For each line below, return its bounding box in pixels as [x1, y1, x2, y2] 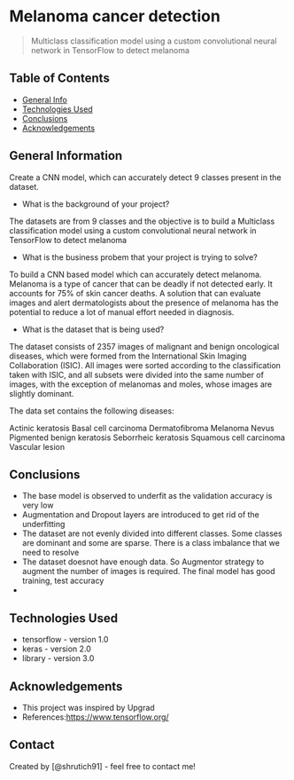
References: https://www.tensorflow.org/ [21, 712, 170, 722]
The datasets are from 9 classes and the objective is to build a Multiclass [9, 216, 275, 226]
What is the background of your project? [21, 198, 170, 209]
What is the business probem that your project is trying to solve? [21, 251, 259, 263]
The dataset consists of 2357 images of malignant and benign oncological [9, 341, 280, 351]
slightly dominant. [9, 388, 74, 398]
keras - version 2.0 [21, 643, 91, 654]
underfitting [21, 519, 66, 530]
